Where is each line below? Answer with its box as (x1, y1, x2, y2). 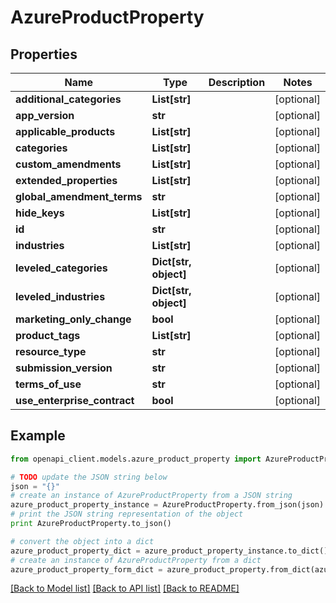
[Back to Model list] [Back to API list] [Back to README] (10, 582, 240, 595)
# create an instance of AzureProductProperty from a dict (10, 555, 262, 565)
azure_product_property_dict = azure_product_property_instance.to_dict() (10, 546, 329, 556)
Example (10, 427, 66, 445)
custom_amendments (15, 157, 122, 171)
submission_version (15, 361, 113, 375)
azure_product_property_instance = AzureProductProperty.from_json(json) (10, 500, 325, 510)
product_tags (15, 329, 81, 342)
